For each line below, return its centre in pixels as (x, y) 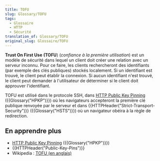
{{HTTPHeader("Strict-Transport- (121, 105)
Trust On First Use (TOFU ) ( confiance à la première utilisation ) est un (75, 55)
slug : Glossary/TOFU (26, 14)
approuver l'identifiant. (28, 86)
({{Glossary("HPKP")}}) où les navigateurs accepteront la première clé (75, 100)
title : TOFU (17, 9)
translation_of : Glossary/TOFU (37, 37)
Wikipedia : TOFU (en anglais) (42, 153)
